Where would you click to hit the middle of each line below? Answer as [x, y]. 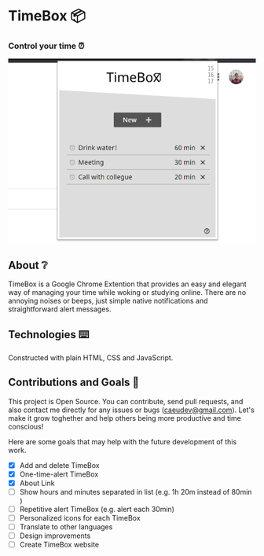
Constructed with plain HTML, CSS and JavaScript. [91, 357]
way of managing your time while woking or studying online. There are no [127, 293]
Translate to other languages [66, 527]
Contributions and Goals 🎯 [74, 383]
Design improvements [55, 536]
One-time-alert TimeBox [59, 474]
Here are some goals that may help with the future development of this [123, 441]
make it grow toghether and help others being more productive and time [125, 418]
